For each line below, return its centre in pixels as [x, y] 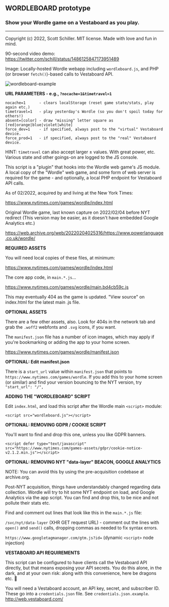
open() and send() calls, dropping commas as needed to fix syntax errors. [82, 528]
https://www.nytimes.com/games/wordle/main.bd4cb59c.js [67, 287]
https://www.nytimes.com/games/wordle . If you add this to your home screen [84, 377]
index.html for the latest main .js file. [43, 302]
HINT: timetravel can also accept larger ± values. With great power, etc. [80, 152]
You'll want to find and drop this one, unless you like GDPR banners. [76, 434]
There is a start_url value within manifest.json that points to [69, 371]
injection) [15, 543]
